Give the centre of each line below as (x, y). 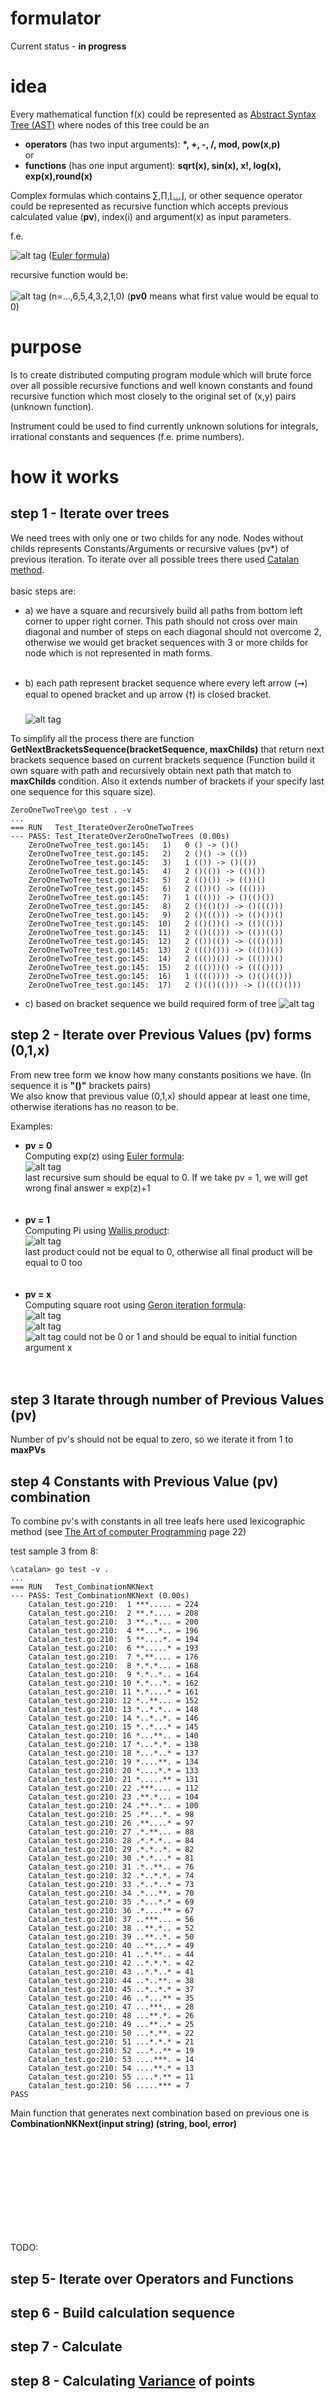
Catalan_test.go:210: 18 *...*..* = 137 (113, 1753)
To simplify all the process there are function (102, 738)
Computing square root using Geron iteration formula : (135, 1304)
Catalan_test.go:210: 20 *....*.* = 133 (113, 1771)
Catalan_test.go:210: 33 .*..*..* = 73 (111, 1885)
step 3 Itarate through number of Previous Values (167, 1400)
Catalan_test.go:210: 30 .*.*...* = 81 (111, 1858)
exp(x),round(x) (58, 176)
